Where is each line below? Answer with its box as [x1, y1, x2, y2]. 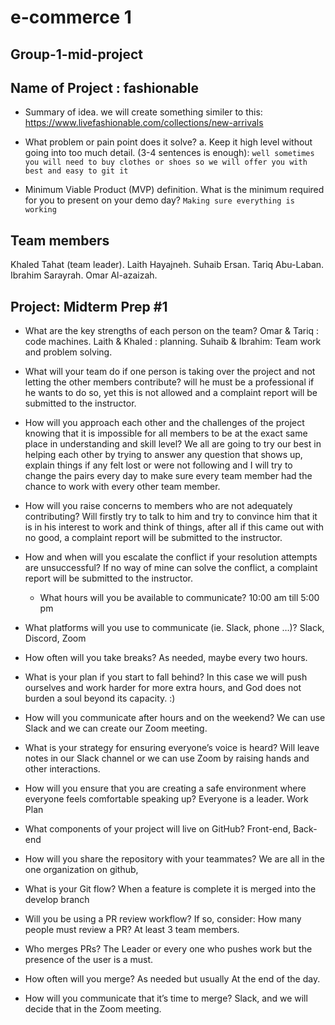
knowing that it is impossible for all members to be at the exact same [24, 427, 308, 440]
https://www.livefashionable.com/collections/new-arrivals [24, 117, 264, 129]
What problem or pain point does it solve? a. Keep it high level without [24, 136, 313, 148]
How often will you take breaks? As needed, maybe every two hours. [24, 652, 308, 664]
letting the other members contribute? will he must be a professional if [24, 376, 315, 388]
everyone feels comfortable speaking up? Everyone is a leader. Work [24, 793, 309, 805]
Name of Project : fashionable [10, 79, 200, 96]
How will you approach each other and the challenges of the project [24, 417, 305, 429]
